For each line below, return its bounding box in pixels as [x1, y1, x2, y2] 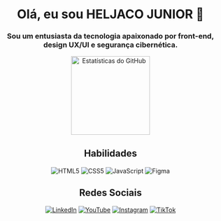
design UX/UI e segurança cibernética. [43, 40, 178, 50]
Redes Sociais [79, 187, 142, 199]
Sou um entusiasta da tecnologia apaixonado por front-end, [6, 31, 215, 41]
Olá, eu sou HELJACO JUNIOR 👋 [17, 6, 204, 22]
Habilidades [83, 147, 138, 159]
